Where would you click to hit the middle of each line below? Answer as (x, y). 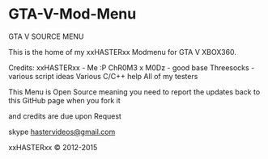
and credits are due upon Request (65, 116)
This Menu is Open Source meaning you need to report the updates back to (134, 92)
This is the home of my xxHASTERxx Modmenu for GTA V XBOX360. (123, 52)
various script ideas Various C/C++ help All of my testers (103, 76)
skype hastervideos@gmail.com (62, 132)
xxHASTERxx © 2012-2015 (53, 147)
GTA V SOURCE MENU (46, 36)
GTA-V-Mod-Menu (72, 14)
